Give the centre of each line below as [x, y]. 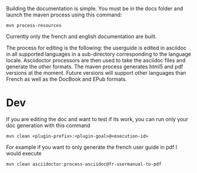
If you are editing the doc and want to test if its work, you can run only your [97, 119]
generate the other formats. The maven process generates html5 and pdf [95, 66]
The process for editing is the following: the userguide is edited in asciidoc [96, 48]
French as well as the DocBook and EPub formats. [67, 79]
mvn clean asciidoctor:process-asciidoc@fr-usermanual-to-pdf [84, 164]
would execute [24, 153]
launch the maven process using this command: [64, 15]
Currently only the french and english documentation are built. [81, 36]
